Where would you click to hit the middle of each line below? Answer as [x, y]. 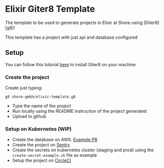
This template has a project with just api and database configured [71, 37]
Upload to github [29, 117]
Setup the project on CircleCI [41, 161]
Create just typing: [24, 88]
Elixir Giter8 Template [50, 9]
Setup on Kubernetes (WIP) [39, 129]
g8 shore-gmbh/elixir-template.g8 [41, 97]
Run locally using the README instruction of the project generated [79, 111]
